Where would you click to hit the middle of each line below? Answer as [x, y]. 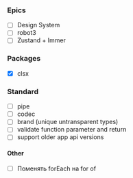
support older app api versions [60, 137]
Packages [24, 59]
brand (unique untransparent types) [68, 122]
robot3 [26, 33]
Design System [38, 25]
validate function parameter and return [72, 130]
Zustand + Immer [41, 40]
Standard [23, 91]
